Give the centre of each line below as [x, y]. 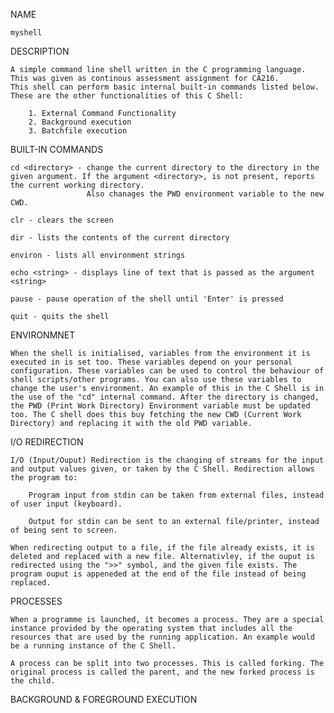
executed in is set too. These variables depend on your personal [151, 362]
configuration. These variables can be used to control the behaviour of [167, 371]
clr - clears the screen [62, 220]
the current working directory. [77, 185]
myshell [26, 33]
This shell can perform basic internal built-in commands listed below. [165, 87]
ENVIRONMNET [43, 335]
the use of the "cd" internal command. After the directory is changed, [165, 397]
